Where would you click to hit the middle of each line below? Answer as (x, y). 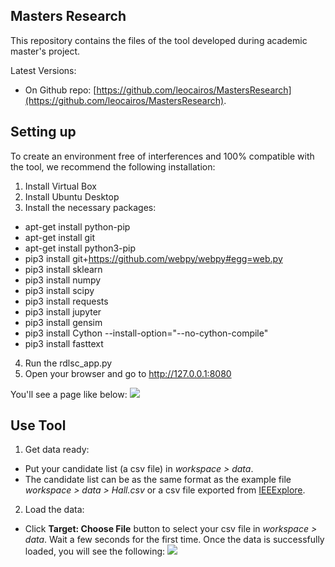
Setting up (43, 132)
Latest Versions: (43, 70)
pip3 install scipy (59, 290)
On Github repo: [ (60, 90)
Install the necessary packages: (90, 207)
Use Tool (38, 425)
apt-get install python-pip (77, 226)
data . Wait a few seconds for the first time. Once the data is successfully (174, 540)
